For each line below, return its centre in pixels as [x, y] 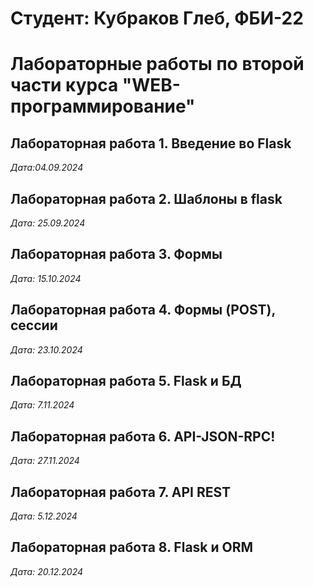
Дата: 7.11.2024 [42, 405]
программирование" [103, 106]
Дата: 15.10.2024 [46, 278]
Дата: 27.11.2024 [45, 461]
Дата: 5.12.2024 [44, 516]
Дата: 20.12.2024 [47, 571]
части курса [64, 85]
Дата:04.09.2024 [47, 168]
